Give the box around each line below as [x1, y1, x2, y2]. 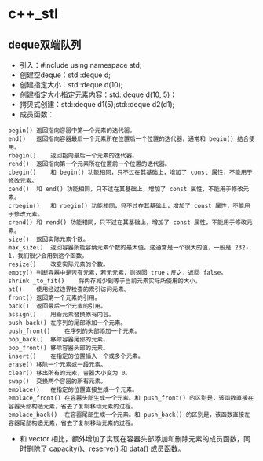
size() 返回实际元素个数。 [8, 235, 89, 243]
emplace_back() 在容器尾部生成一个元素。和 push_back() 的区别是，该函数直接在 [8, 411, 250, 419]
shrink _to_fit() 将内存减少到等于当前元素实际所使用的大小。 [8, 277, 202, 285]
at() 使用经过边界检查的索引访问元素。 [8, 286, 130, 293]
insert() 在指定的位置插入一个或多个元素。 [8, 352, 144, 360]
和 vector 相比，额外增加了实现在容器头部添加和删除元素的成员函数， [19, 434, 244, 443]
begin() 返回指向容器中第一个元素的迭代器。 [8, 127, 136, 135]
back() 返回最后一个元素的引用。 [8, 302, 107, 310]
